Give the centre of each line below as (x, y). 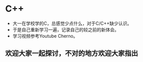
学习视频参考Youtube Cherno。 (45, 36)
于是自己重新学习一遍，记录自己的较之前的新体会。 (66, 29)
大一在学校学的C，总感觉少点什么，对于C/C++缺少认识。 (72, 23)
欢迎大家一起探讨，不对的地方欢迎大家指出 (71, 53)
